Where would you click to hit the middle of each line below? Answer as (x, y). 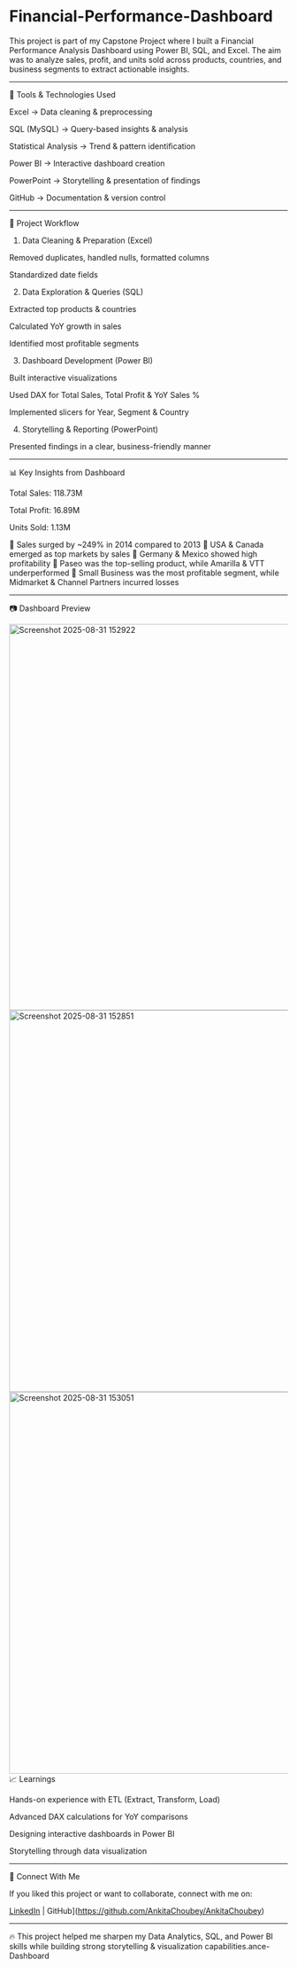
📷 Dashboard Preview (50, 608)
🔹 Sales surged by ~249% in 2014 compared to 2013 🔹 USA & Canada (137, 544)
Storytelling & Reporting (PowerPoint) (90, 429)
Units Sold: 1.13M (40, 527)
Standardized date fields (54, 274)
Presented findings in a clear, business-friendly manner (110, 446)
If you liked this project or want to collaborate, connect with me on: (131, 1894)
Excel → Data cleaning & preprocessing (81, 112)
